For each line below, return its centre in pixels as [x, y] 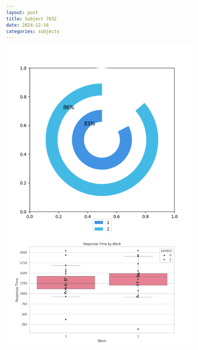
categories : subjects [33, 31]
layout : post [22, 12]
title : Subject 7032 [32, 19]
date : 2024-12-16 [28, 25]
